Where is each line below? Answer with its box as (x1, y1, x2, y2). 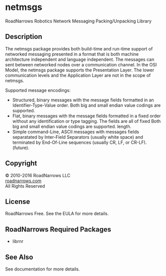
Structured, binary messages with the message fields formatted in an (12, 97, 154, 103)
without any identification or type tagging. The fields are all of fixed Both (12, 118, 161, 124)
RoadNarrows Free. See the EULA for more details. (5, 211, 109, 217)
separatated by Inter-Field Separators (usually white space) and (12, 134, 143, 140)
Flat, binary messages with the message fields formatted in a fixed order (12, 113, 161, 119)
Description (5, 32, 42, 41)
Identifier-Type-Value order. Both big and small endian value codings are (12, 102, 161, 108)
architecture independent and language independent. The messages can (5, 56, 155, 62)
